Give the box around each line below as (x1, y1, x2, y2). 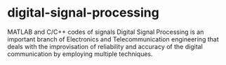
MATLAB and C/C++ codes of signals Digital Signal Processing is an (7, 28, 204, 36)
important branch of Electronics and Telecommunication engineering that (7, 35, 219, 43)
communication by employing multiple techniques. (7, 50, 153, 58)
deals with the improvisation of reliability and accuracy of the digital (7, 42, 204, 50)
